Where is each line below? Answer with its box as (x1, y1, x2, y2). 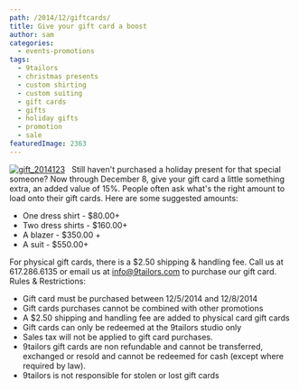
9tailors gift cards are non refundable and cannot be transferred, (22, 340, 264, 352)
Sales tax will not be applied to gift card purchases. (22, 331, 214, 342)
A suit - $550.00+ (22, 238, 89, 249)
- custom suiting (17, 88, 83, 97)
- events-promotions (17, 47, 95, 56)
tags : (9, 55, 30, 64)
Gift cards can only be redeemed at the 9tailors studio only (22, 321, 242, 332)
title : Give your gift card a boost (9, 22, 147, 31)
